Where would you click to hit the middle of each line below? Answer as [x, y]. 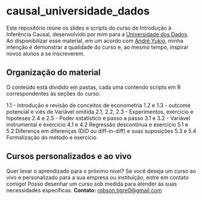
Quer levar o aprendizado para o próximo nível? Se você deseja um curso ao [101, 171]
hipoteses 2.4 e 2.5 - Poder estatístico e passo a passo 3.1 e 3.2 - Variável [98, 118]
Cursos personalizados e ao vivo [69, 156]
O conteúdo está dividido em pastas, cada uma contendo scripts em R [93, 87]
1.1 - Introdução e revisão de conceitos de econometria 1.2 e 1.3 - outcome [99, 105]
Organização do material [53, 73]
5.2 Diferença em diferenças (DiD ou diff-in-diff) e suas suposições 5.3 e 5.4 [101, 131]
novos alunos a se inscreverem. [46, 53]
